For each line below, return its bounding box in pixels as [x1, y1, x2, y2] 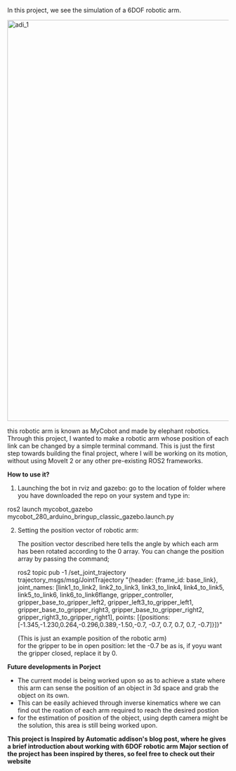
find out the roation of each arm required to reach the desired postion [17, 706, 219, 714]
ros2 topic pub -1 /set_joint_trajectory [17, 569, 126, 576]
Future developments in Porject [7, 663, 101, 670]
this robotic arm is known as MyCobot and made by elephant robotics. [7, 427, 211, 435]
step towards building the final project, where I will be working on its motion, [7, 449, 228, 458]
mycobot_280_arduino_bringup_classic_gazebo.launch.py [7, 512, 174, 521]
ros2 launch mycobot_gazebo [7, 505, 93, 513]
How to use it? [7, 470, 50, 479]
